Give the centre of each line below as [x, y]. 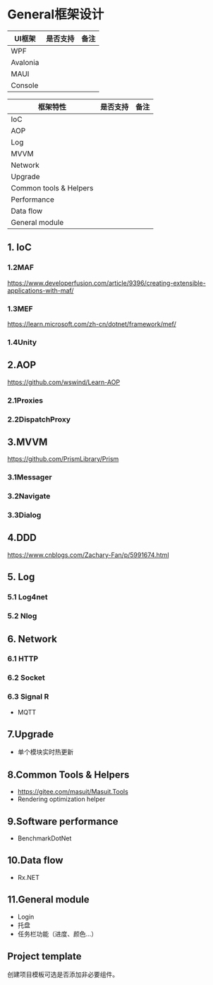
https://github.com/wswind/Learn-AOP [64, 382]
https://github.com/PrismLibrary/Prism [63, 459]
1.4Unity [22, 342]
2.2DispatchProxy [39, 419]
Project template [45, 956]
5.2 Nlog [22, 616]
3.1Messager [30, 477]
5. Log [21, 577]
